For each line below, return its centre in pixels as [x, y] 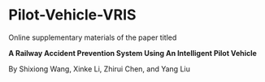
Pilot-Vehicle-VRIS [72, 15]
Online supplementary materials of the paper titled [93, 37]
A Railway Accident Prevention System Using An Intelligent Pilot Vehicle [133, 53]
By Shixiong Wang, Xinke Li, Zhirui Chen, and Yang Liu [100, 69]
